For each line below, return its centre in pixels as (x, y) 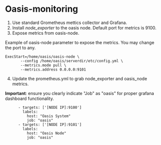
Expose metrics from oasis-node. (46, 33)
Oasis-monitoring (42, 9)
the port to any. (20, 48)
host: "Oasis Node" (47, 133)
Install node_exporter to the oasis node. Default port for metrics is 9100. (84, 27)
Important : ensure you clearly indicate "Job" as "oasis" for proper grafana (80, 93)
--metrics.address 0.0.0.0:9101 (53, 70)
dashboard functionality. (30, 98)
